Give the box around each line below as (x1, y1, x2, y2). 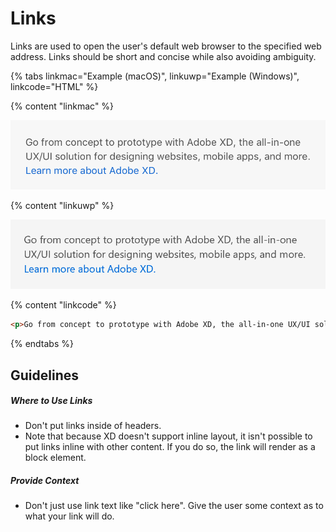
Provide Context (10, 475, 80, 487)
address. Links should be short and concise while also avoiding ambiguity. (10, 50, 317, 62)
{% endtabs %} (10, 338, 74, 350)
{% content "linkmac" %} (10, 100, 115, 112)
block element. (24, 452, 87, 464)
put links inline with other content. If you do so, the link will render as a (24, 441, 316, 453)
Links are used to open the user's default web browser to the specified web (10, 40, 322, 52)
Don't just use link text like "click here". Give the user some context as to (24, 500, 324, 512)
